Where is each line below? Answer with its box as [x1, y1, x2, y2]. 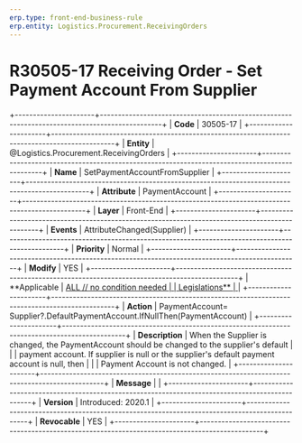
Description [137, 330, 183, 341]
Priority [76, 244, 105, 254]
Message [115, 378, 151, 389]
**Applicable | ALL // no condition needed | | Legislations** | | [9, 281, 242, 293]
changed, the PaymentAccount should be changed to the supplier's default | [9, 339, 293, 350]
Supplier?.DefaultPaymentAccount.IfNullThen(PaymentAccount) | [9, 310, 252, 321]
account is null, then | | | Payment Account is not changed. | [9, 358, 232, 370]
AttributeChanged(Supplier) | [84, 225, 192, 235]
